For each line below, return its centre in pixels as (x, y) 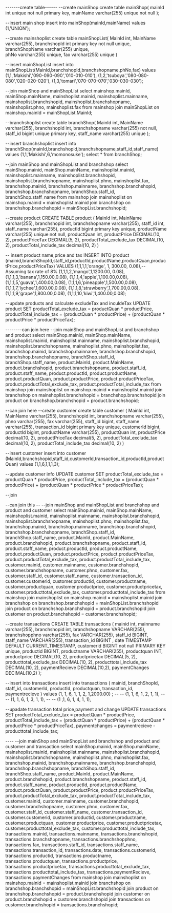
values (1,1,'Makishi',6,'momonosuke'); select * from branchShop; (74, 154)
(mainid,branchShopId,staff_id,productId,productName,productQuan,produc (86, 261)
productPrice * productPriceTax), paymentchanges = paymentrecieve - (80, 726)
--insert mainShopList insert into (40, 64)
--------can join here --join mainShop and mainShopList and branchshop (82, 330)
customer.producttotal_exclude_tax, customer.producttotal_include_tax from (85, 592)
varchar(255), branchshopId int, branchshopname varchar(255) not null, (81, 128)
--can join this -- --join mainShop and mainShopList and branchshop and (82, 505)
